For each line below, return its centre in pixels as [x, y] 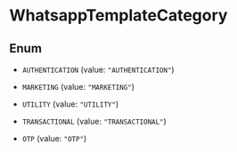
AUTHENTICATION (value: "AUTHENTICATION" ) [98, 69]
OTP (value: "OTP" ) [54, 138]
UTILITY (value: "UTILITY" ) [70, 104]
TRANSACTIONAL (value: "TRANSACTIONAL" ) [94, 121]
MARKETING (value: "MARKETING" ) [78, 87]
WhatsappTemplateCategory [118, 16]
